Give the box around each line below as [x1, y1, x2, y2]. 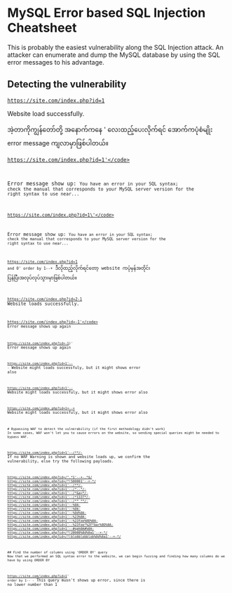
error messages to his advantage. [7, 58, 104, 66]
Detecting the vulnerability [7, 79, 127, 91]
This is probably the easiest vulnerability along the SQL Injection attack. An [7, 43, 224, 51]
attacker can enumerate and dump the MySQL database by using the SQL [7, 51, 221, 59]
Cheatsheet [7, 20, 77, 36]
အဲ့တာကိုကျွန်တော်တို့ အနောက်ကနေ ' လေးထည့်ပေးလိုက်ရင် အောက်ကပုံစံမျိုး [7, 125, 213, 133]
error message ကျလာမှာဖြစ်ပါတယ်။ [7, 138, 109, 147]
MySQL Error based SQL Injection [7, 5, 206, 21]
